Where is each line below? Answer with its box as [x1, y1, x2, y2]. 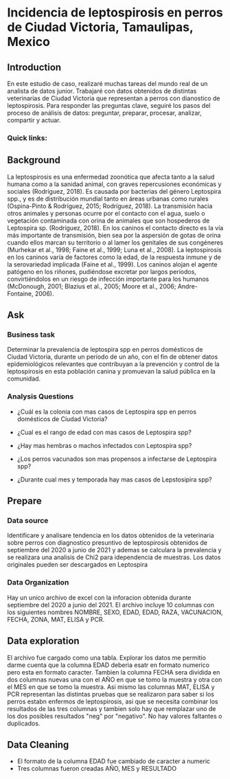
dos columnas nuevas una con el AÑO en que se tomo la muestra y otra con [7, 675, 222, 684]
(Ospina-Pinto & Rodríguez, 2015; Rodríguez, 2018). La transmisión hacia [7, 201, 213, 210]
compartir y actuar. [7, 116, 61, 124]
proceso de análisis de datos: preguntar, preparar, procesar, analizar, [7, 109, 202, 117]
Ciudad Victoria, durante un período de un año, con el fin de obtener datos [7, 352, 218, 361]
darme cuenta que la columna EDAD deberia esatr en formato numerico [7, 661, 210, 669]
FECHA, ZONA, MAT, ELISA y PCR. [7, 615, 105, 623]
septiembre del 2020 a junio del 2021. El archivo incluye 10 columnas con [7, 600, 215, 609]
